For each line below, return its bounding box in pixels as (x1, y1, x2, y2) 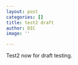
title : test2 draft (6, 19, 54, 25)
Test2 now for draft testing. (6, 52, 73, 59)
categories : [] (6, 14, 44, 20)
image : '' (6, 31, 31, 37)
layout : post (6, 8, 38, 15)
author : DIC (6, 25, 35, 31)
